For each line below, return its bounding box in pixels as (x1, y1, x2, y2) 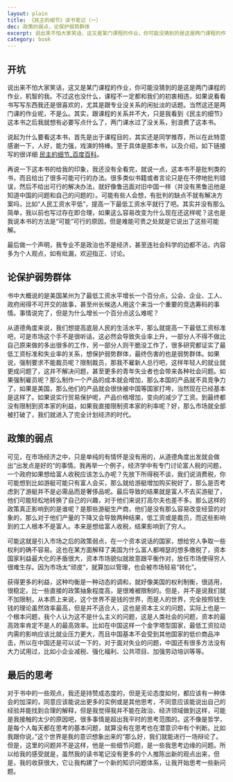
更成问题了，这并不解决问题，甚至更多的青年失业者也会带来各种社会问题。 (7, 366, 220, 375)
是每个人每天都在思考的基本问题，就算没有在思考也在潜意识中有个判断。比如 (7, 724, 226, 732)
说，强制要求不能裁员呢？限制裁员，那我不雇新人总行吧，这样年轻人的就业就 (7, 358, 226, 366)
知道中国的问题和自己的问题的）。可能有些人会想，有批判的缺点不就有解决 (7, 190, 217, 199)
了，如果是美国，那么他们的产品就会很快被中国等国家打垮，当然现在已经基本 (7, 384, 226, 393)
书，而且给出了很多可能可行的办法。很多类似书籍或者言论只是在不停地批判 (7, 173, 220, 181)
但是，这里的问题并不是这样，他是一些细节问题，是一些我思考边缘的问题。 (7, 741, 220, 749)
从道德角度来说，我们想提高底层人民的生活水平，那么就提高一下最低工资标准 (7, 323, 226, 332)
